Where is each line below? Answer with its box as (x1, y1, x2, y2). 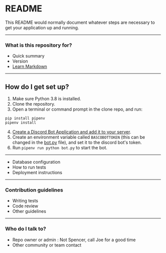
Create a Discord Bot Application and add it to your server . (12, 129, 131, 135)
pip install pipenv (5, 116, 45, 121)
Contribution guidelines (5, 187, 63, 193)
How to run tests (12, 164, 46, 170)
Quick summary (12, 53, 45, 59)
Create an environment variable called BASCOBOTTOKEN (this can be (12, 134, 145, 140)
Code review (12, 203, 39, 209)
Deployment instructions (12, 170, 63, 176)
